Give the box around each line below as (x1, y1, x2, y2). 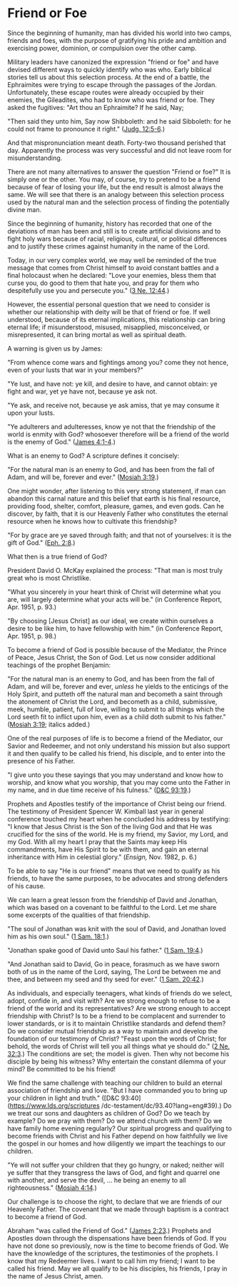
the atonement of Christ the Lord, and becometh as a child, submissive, (7, 697, 218, 706)
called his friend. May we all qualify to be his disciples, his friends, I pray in (7, 1264, 228, 1273)
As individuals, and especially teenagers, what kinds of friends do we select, (7, 988, 233, 997)
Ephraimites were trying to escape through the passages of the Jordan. (7, 80, 218, 89)
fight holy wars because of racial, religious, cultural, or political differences (7, 234, 227, 243)
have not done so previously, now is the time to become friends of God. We (7, 1241, 229, 1250)
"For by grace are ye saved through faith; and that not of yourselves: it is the (7, 531, 232, 539)
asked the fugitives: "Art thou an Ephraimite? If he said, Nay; (7, 103, 184, 111)
